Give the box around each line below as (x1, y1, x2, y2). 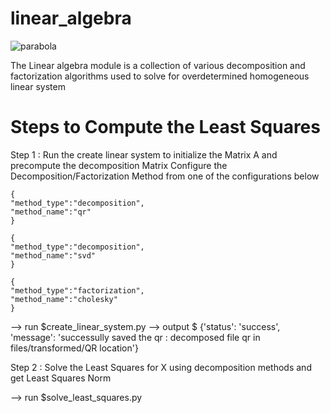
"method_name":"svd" (10, 250, 97, 261)
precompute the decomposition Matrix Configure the (10, 159, 228, 171)
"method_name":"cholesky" (10, 294, 118, 304)
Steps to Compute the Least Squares (10, 116, 321, 139)
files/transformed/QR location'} (10, 342, 139, 354)
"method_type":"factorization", (10, 285, 145, 296)
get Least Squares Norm (10, 372, 112, 384)
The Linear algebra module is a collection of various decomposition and (10, 59, 306, 71)
